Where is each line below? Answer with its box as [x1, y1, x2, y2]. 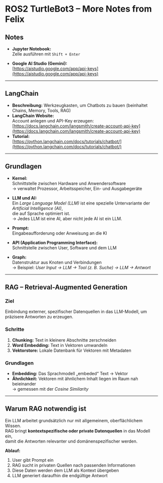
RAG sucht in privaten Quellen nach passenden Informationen [12, 462, 136, 468]
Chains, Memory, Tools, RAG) [12, 107, 71, 113]
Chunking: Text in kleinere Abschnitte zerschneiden [12, 337, 116, 343]
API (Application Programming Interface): [12, 240, 98, 245]
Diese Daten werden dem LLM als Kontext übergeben [12, 467, 119, 473]
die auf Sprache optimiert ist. [12, 210, 70, 216]
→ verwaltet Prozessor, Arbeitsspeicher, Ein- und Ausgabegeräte [12, 186, 142, 191]
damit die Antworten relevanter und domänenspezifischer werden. [5, 438, 138, 444]
